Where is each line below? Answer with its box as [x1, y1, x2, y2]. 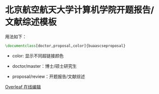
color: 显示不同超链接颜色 [12, 53, 64, 58]
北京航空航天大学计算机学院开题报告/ [5, 4, 154, 16]
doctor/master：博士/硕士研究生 [12, 63, 77, 69]
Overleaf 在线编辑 [5, 84, 41, 90]
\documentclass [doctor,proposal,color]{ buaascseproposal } [5, 43, 126, 48]
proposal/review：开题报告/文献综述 [12, 74, 86, 79]
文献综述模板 [5, 17, 57, 28]
